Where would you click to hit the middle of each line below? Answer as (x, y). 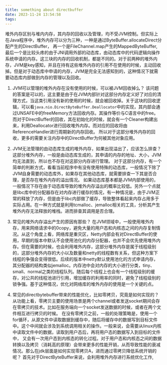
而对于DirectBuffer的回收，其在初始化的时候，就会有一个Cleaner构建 (83, 119)
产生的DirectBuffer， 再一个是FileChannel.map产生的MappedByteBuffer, (83, 46)
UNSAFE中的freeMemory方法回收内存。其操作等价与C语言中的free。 (87, 113)
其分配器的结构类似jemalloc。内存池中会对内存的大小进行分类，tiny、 (83, 266)
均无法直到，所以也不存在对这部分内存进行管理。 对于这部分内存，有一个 (87, 161)
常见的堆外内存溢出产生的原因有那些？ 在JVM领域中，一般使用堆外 (81, 222)
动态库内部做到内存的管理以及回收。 (46, 77)
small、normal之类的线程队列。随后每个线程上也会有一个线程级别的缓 (83, 272)
